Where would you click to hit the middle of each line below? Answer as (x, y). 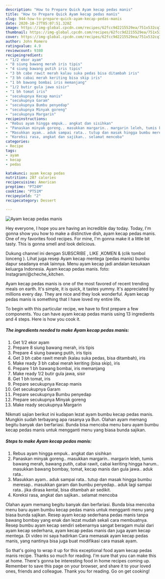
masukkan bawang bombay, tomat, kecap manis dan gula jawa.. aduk (83, 469)
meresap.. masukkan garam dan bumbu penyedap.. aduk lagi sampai (82, 485)
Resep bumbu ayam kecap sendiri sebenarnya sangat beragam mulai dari (80, 525)
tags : (11, 151)
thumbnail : (17, 32)
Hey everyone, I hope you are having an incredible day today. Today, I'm (78, 228)
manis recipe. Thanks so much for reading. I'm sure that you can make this (81, 556)
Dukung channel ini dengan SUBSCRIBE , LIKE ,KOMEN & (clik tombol (76, 253)
